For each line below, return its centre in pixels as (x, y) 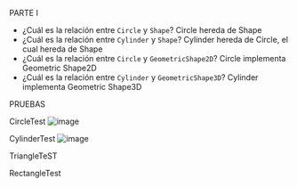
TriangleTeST (33, 156)
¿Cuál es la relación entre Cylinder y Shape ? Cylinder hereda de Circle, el (155, 40)
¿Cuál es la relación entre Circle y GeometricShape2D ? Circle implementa (154, 58)
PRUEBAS (28, 104)
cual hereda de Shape (62, 49)
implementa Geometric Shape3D (82, 87)
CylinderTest (32, 138)
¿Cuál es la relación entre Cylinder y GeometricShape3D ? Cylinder (140, 77)
